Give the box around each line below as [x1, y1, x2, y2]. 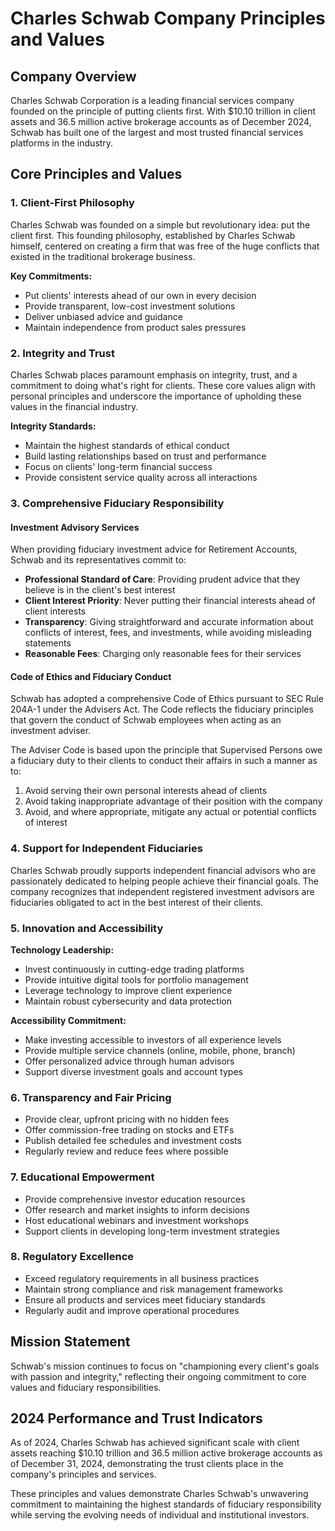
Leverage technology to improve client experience [24, 984, 233, 996]
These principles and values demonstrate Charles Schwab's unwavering [10, 1488, 309, 1500]
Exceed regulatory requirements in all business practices [24, 1272, 260, 1284]
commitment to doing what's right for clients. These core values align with [10, 379, 316, 391]
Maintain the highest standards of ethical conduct [24, 439, 230, 451]
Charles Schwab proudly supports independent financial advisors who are [10, 864, 317, 876]
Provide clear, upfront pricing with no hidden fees [24, 1113, 230, 1126]
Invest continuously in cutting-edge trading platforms [24, 963, 245, 975]
